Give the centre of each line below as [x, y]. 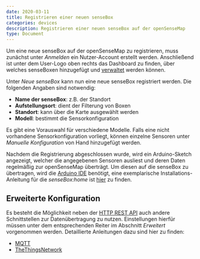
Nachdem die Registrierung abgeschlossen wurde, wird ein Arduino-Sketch [99, 154]
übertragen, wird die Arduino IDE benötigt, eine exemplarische [83, 173]
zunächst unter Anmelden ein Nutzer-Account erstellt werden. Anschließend [100, 57]
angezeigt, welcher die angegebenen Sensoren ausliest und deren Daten [96, 161]
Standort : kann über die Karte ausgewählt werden [77, 112]
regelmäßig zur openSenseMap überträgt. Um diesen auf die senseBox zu [97, 167]
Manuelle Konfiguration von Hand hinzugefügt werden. [74, 143]
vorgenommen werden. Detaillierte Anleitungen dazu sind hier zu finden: [96, 232]
